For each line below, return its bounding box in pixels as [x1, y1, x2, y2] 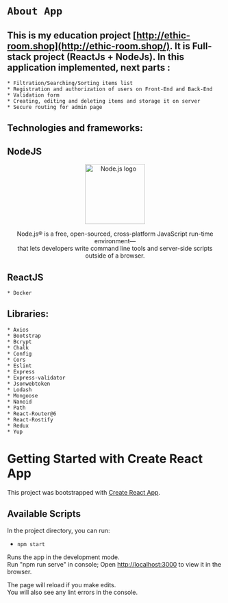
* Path [7, 404, 26, 411]
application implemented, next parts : [7, 62, 170, 73]
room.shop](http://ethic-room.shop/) [7, 40, 170, 52]
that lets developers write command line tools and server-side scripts [17, 245, 213, 253]
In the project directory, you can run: [7, 526, 110, 534]
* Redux [7, 422, 29, 429]
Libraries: [7, 308, 49, 320]
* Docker [7, 290, 32, 297]
